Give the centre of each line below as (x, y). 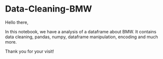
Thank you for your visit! (30, 51)
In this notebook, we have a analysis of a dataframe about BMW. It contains (81, 31)
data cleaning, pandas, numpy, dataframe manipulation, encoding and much (82, 37)
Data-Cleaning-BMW (49, 9)
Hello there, (17, 22)
